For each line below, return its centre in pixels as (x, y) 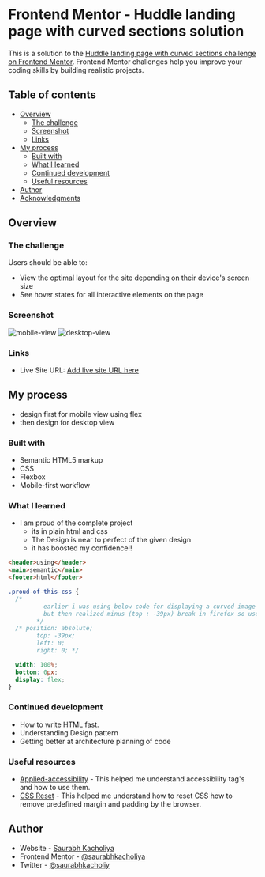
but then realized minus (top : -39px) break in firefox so (144, 614)
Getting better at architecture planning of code (95, 741)
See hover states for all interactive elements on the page (111, 295)
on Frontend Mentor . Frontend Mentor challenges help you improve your (125, 62)
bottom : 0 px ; (37, 672)
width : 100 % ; (37, 665)
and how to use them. (55, 788)
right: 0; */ (58, 651)
